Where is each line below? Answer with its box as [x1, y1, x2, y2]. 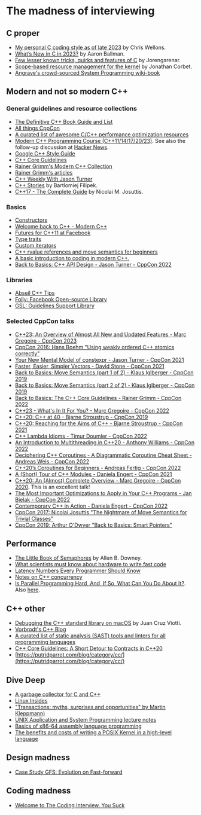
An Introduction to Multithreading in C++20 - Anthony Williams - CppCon [14, 438, 195, 446]
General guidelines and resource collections [6, 105, 138, 113]
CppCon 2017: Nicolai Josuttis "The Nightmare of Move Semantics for [14, 508, 187, 515]
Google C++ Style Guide [14, 149, 75, 157]
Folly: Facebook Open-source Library [14, 296, 108, 303]
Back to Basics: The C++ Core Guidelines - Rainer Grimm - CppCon [14, 394, 182, 401]
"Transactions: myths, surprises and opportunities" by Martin [14, 704, 166, 711]
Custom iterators [14, 242, 57, 249]
